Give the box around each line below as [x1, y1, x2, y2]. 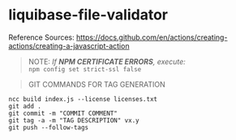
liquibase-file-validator [8, 6, 169, 24]
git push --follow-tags [8, 123, 89, 131]
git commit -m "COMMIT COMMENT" [8, 109, 118, 117]
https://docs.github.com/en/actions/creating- [75, 32, 228, 42]
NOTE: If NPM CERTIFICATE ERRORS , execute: [28, 57, 187, 66]
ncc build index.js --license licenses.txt [8, 95, 158, 103]
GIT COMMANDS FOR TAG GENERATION [28, 79, 166, 89]
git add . [8, 102, 42, 110]
